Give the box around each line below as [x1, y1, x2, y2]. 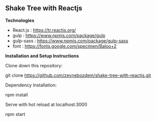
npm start [5, 111, 26, 117]
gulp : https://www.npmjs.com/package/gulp [12, 32, 106, 38]
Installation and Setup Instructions [5, 53, 79, 59]
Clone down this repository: [5, 62, 63, 68]
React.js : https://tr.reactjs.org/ [12, 27, 76, 33]
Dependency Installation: [5, 82, 57, 88]
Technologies [5, 17, 35, 23]
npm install [5, 91, 28, 97]
